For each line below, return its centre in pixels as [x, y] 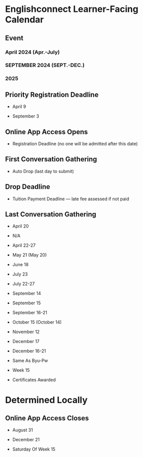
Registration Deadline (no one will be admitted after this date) [75, 143]
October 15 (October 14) [37, 322]
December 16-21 [29, 351]
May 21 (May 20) [30, 255]
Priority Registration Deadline [52, 94]
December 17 [26, 342]
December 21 [26, 440]
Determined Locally [46, 400]
